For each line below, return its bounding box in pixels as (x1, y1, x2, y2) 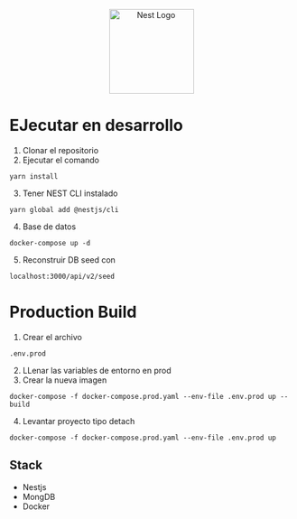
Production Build (9, 302, 137, 322)
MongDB (22, 491, 56, 502)
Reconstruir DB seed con (22, 254, 116, 265)
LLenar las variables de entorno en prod (22, 365, 172, 375)
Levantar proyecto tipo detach (22, 415, 135, 426)
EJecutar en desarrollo (9, 116, 183, 135)
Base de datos (22, 221, 77, 232)
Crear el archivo (22, 331, 83, 342)
